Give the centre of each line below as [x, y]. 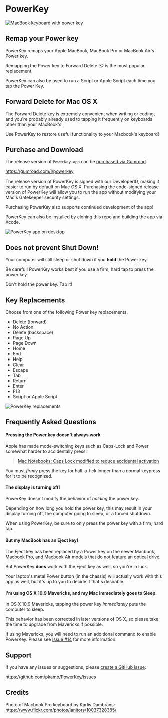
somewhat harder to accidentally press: [46, 451]
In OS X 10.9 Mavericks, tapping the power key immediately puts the [76, 604]
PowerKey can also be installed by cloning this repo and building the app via [84, 217]
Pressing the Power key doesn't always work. [54, 435]
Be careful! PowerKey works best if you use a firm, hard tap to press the [79, 269]
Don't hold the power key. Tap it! [39, 284]
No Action [23, 327]
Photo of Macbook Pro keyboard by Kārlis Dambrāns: [60, 704]
